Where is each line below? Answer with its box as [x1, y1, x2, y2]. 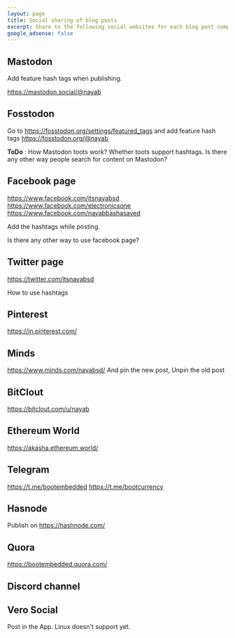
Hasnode [7, 502, 48, 514]
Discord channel [7, 580, 80, 592]
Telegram [7, 464, 50, 476]
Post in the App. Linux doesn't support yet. [7, 623, 131, 631]
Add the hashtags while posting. [7, 222, 100, 231]
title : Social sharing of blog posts [7, 17, 117, 24]
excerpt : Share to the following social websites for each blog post [7, 23, 215, 30]
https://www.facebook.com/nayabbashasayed [7, 208, 141, 217]
